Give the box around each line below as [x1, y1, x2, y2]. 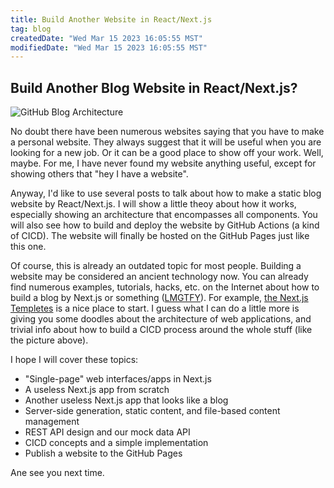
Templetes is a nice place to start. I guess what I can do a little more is [10, 302, 300, 315]
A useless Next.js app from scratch [24, 384, 170, 396]
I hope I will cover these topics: [10, 354, 139, 366]
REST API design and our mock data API [24, 426, 191, 438]
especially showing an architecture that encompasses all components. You [10, 209, 318, 221]
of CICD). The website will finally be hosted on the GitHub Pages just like [10, 230, 310, 242]
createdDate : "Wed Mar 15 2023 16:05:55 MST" [10, 33, 203, 43]
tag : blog [10, 24, 52, 34]
